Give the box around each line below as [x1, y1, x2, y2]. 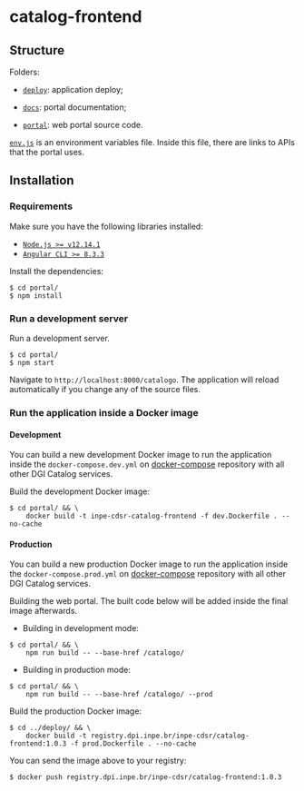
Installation [9, 173, 74, 188]
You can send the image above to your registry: [9, 756, 187, 766]
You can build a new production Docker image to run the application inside [9, 559, 289, 569]
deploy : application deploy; [22, 84, 123, 94]
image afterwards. [9, 606, 78, 617]
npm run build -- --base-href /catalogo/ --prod [25, 690, 213, 699]
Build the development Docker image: [9, 486, 151, 497]
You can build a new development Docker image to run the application [9, 450, 272, 460]
